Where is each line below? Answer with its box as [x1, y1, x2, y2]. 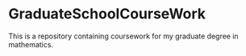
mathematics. [8, 39, 54, 49]
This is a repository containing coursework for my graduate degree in [8, 31, 240, 41]
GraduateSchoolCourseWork [8, 5, 206, 23]
